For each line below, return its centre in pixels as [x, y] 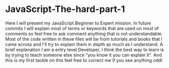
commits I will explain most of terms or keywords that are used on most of [82, 28]
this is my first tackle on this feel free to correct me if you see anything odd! [84, 60]
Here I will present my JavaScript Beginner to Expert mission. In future [78, 23]
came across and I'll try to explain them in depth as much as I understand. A [84, 44]
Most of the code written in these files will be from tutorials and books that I [84, 39]
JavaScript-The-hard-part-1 [65, 9]
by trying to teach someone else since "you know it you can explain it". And [84, 55]
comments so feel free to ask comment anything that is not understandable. [84, 33]
